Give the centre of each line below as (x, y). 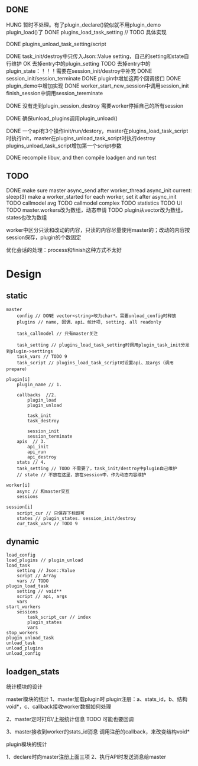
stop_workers (22, 633)
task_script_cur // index (59, 618)
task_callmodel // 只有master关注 (58, 334)
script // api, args (42, 597)
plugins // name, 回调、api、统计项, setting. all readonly (89, 322)
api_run (37, 452)
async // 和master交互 (43, 491)
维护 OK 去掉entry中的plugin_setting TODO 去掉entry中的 (81, 63)
